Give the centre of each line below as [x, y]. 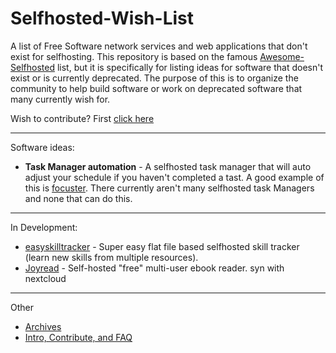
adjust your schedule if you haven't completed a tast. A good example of [174, 177]
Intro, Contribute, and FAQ [78, 337]
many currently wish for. [60, 99]
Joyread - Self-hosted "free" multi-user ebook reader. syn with [154, 268]
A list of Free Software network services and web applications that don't [159, 46]
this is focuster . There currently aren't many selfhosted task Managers [169, 188]
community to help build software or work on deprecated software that [156, 88]
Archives [43, 326]
